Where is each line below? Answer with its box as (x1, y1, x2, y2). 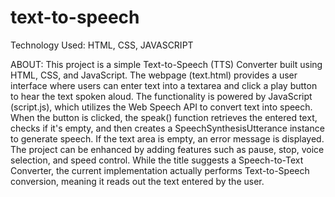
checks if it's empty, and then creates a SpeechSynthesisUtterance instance (10, 122, 325, 134)
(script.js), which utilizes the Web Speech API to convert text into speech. (10, 101, 313, 113)
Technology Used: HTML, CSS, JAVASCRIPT (10, 39, 194, 51)
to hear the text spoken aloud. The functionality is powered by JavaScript (10, 90, 313, 102)
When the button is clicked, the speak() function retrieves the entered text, (10, 111, 318, 123)
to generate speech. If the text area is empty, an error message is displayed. (10, 132, 325, 145)
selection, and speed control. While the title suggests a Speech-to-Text (10, 154, 304, 166)
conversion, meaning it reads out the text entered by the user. (10, 175, 265, 187)
